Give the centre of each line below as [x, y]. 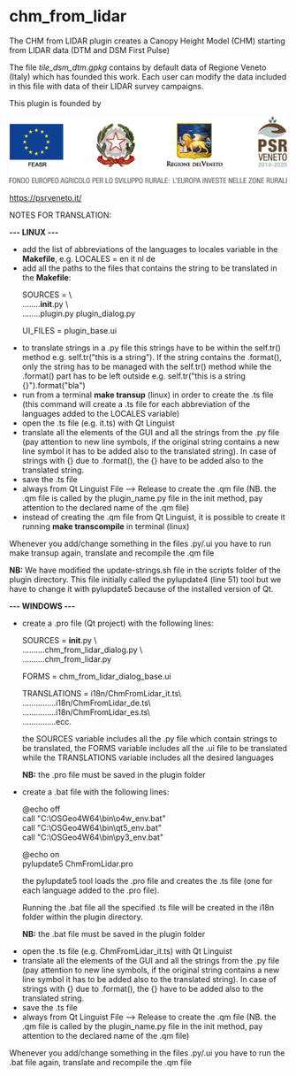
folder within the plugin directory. [82, 917]
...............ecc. [47, 721]
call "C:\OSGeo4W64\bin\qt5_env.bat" [91, 827]
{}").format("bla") [53, 385]
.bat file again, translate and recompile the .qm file [101, 1062]
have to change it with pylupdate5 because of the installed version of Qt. [141, 588]
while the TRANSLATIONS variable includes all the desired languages [148, 757]
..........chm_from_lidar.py [67, 659]
